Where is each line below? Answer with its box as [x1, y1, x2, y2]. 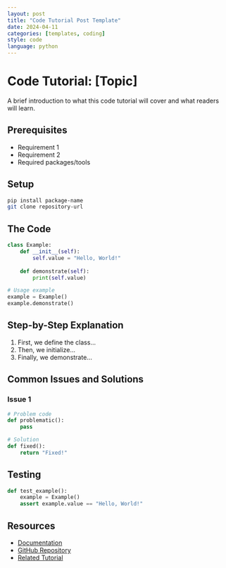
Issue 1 [7, 394, 32, 404]
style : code [7, 37, 42, 44]
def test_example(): [7, 487, 68, 494]
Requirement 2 [17, 150, 61, 159]
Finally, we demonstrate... [17, 353, 93, 361]
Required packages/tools [17, 157, 91, 166]
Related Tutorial [17, 553, 63, 562]
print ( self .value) [32, 274, 87, 281]
